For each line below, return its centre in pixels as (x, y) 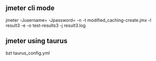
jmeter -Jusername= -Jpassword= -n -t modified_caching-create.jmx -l (78, 20)
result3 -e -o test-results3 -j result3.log (46, 25)
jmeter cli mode (30, 8)
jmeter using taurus (37, 41)
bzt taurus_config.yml (28, 53)
